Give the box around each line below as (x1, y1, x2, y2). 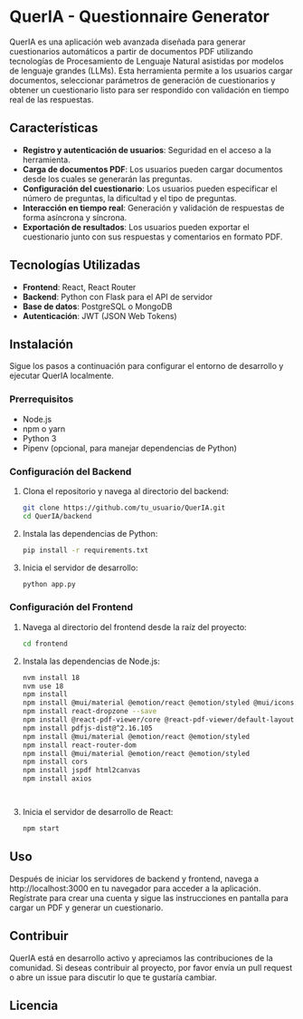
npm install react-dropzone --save (22, 707, 157, 716)
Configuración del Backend (9, 465, 132, 478)
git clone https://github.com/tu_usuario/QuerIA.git (22, 503, 226, 512)
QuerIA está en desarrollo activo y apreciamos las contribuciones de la (9, 952, 273, 963)
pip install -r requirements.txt (22, 546, 149, 555)
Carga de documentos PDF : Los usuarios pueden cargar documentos (22, 163, 283, 174)
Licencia (9, 997, 59, 1013)
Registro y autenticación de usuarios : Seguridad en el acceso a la (22, 144, 271, 155)
